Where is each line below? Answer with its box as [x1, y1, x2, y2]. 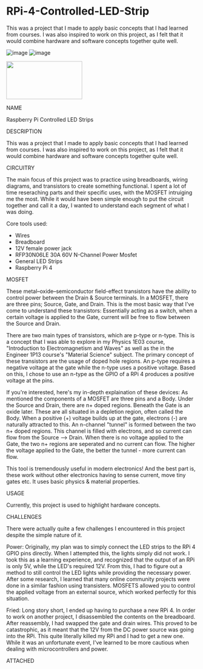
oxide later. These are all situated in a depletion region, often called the [6, 408, 184, 415]
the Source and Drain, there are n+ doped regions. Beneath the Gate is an [6, 401, 190, 408]
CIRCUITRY [6, 164, 35, 171]
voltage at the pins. [6, 377, 55, 384]
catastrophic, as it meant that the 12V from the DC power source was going [6, 626, 194, 633]
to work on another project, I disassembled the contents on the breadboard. [6, 612, 196, 620]
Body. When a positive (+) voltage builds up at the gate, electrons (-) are [6, 414, 187, 422]
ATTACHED [6, 657, 35, 664]
